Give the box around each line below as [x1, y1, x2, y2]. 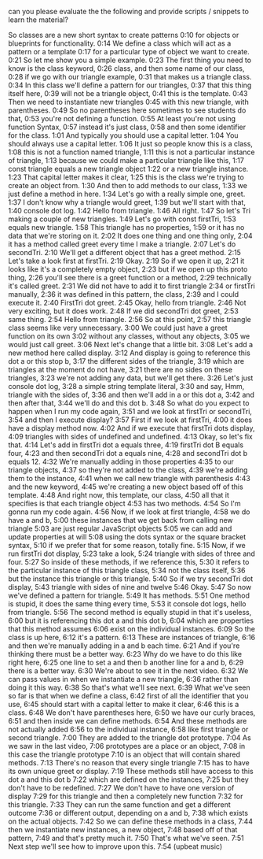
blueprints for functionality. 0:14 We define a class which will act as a [8, 39, 232, 48]
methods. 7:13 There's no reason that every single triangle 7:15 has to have [8, 758, 250, 767]
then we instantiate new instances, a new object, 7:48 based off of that [8, 825, 238, 834]
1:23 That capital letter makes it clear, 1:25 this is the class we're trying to [8, 172, 245, 182]
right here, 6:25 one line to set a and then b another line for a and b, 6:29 [8, 657, 244, 667]
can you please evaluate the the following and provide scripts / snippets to [8, 7, 250, 16]
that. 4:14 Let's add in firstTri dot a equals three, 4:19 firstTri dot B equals [8, 440, 244, 450]
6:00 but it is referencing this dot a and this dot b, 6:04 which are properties [8, 616, 254, 625]
